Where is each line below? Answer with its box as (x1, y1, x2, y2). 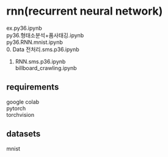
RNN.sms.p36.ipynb (15, 58, 66, 65)
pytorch (6, 105, 26, 112)
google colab (6, 98, 40, 105)
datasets (6, 129, 41, 139)
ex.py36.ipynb (6, 24, 42, 32)
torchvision (6, 111, 35, 118)
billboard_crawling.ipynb (15, 64, 78, 71)
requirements (6, 82, 59, 92)
